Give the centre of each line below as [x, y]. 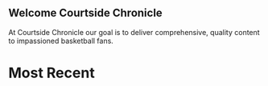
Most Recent [52, 73]
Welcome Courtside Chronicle [85, 13]
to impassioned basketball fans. [61, 41]
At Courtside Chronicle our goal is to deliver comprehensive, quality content [134, 32]
